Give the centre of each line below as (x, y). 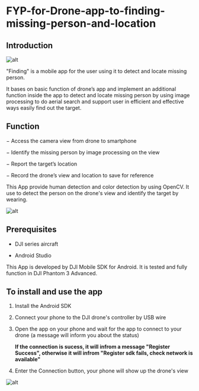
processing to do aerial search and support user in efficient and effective (95, 101)
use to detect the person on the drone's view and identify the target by (92, 193)
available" (28, 360)
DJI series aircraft (36, 244)
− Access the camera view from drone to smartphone (71, 141)
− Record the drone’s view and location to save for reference (80, 175)
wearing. (17, 199)
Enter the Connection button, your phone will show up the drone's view (101, 371)
